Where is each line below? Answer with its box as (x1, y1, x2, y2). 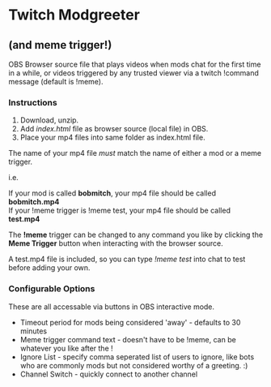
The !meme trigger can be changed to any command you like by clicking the (8, 230, 264, 240)
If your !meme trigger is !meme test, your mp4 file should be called (8, 205, 231, 216)
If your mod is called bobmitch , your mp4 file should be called (8, 188, 217, 198)
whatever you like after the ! (19, 343, 113, 353)
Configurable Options (8, 283, 95, 295)
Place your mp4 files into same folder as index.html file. (19, 132, 205, 143)
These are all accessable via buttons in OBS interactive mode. (8, 302, 215, 312)
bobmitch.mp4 (8, 197, 60, 207)
